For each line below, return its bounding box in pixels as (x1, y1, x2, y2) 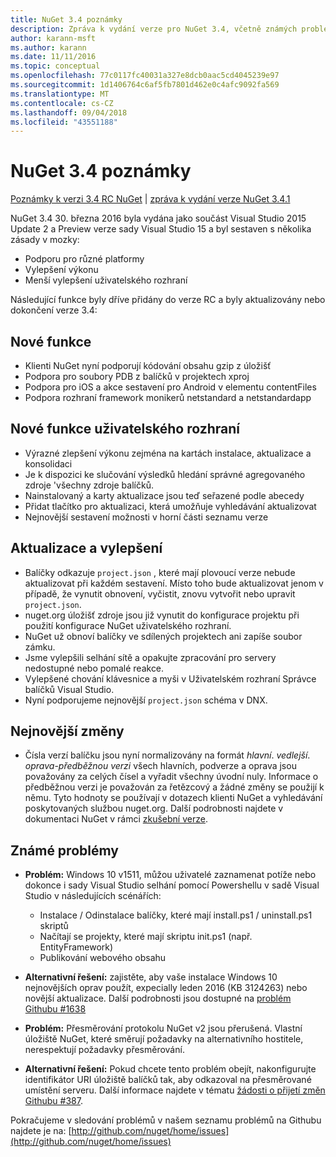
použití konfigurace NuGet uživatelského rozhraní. (24, 619, 232, 631)
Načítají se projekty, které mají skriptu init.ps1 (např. (39, 931, 253, 943)
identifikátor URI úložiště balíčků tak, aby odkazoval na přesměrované (24, 1074, 312, 1086)
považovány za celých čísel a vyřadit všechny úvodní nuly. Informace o (24, 771, 319, 783)
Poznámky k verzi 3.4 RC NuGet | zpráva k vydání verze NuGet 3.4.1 (10, 193, 291, 205)
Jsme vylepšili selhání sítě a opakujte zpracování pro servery (24, 651, 277, 663)
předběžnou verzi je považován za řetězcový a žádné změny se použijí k (24, 781, 325, 793)
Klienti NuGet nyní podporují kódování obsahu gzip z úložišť (24, 360, 272, 371)
